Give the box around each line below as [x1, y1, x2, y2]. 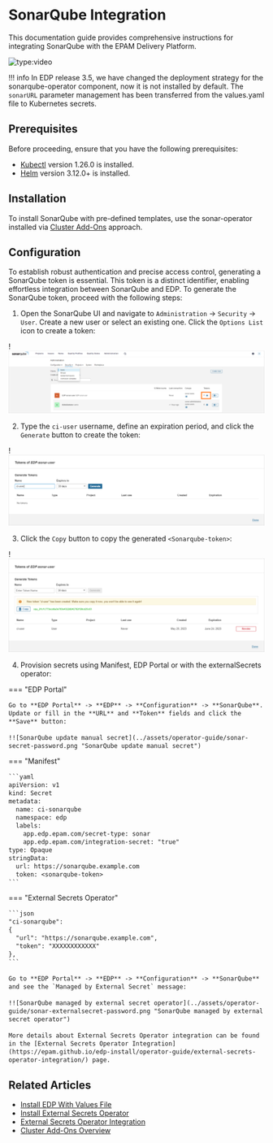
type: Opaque [8, 846, 53, 854]
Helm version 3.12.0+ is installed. [19, 168, 131, 178]
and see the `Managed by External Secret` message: [8, 983, 187, 991]
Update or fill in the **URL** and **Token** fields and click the [8, 710, 242, 718]
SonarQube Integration [8, 6, 167, 24]
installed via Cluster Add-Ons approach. [8, 222, 143, 232]
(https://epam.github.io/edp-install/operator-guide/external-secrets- [8, 1048, 256, 1056]
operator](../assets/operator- [154, 999, 260, 1007]
